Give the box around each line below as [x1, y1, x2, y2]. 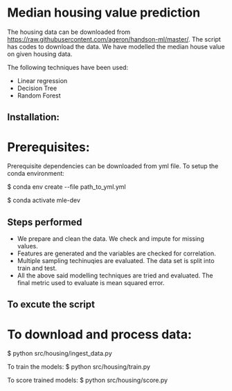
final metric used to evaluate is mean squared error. [17, 279, 165, 287]
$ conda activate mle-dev [7, 196, 81, 205]
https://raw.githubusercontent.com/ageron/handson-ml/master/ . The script [7, 35, 222, 43]
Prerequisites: [7, 139, 90, 155]
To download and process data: [7, 327, 193, 342]
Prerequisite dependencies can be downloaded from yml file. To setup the [7, 162, 219, 170]
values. [17, 242, 38, 251]
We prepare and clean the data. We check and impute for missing [17, 235, 204, 243]
